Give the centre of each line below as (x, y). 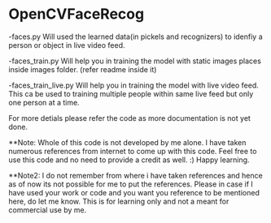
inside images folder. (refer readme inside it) (83, 69)
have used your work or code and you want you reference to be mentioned (134, 192)
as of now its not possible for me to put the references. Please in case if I (131, 184)
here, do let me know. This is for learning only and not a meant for (119, 201)
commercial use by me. (48, 210)
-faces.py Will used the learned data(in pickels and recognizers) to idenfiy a (135, 36)
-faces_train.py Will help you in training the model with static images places (135, 61)
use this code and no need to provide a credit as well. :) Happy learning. (129, 160)
